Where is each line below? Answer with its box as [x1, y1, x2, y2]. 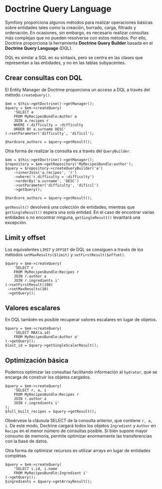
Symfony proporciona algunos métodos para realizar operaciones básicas [5, 19, 153, 25]
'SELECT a [14, 110, 34, 114]
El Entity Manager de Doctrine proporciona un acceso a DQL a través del [5, 86, 150, 93]
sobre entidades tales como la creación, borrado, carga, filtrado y [5, 24, 136, 30]
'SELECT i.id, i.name [14, 467, 57, 472]
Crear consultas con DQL [5, 74, 82, 82]
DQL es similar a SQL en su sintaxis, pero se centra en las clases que [5, 54, 143, 60]
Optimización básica [5, 356, 69, 364]
